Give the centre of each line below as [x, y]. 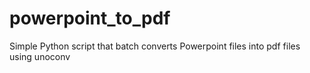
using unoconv [40, 56]
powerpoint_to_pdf [90, 18]
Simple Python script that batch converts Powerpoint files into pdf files [155, 46]
